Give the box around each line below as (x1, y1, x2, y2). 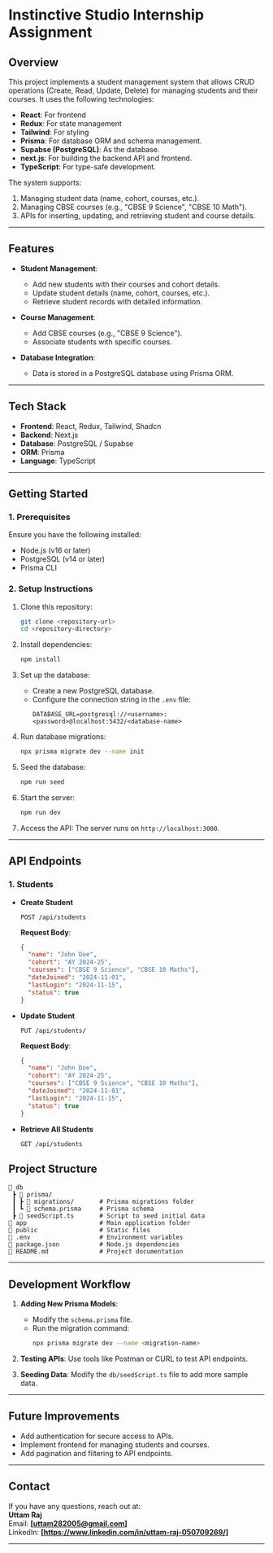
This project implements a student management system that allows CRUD (8, 77, 255, 86)
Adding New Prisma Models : (19, 1299, 119, 1309)
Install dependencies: (19, 640, 93, 650)
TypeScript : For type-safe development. (19, 162, 156, 172)
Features (8, 242, 54, 256)
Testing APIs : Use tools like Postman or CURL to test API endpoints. (19, 1354, 249, 1364)
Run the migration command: (32, 1323, 130, 1333)
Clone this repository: (19, 602, 93, 611)
